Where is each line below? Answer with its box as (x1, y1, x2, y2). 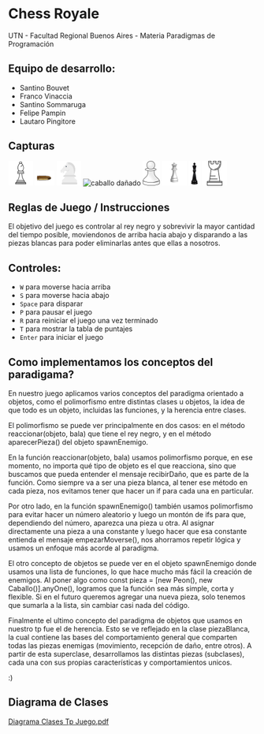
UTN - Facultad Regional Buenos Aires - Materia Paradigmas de (8, 31, 215, 40)
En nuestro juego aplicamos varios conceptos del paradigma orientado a (8, 389, 244, 398)
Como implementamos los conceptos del (8, 356, 214, 369)
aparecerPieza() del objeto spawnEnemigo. (8, 438, 148, 446)
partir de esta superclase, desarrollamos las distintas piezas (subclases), (8, 650, 245, 658)
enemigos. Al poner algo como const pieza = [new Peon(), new (8, 576, 213, 584)
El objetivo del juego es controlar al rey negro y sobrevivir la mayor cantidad (8, 222, 255, 231)
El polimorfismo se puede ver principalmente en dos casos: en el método (8, 421, 246, 430)
